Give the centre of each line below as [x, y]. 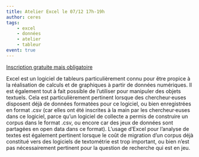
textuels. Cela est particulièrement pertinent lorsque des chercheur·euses [96, 97]
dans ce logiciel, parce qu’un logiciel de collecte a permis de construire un [97, 116]
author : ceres [24, 17]
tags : [13, 23]
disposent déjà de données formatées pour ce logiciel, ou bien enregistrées [99, 104]
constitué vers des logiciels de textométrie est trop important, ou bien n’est [98, 141]
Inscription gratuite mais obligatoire [50, 67]
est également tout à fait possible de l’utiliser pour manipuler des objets [94, 91]
